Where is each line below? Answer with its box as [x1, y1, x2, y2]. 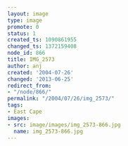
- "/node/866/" [7, 88, 52, 95]
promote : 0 [7, 23, 39, 30]
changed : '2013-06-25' [7, 75, 74, 83]
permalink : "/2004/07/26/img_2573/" [7, 95, 115, 102]
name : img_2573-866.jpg [13, 128, 83, 135]
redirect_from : [7, 82, 52, 89]
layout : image [7, 10, 49, 18]
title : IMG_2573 [7, 56, 55, 63]
